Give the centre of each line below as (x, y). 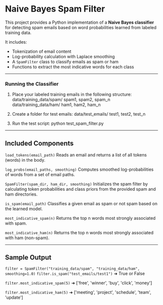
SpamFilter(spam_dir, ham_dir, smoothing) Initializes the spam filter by (76, 184)
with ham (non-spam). (27, 238)
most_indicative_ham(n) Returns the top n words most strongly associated (79, 233)
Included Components (39, 143)
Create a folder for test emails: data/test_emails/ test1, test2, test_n (79, 114)
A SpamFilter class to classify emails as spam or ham (65, 61)
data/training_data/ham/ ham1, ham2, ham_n (56, 105)
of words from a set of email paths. (40, 175)
